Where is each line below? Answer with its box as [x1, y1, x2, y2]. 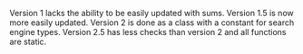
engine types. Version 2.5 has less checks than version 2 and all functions [9, 27, 287, 37]
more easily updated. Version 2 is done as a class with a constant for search [9, 17, 295, 28]
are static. [9, 36, 47, 47]
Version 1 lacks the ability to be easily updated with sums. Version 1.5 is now [9, 8, 294, 18]
